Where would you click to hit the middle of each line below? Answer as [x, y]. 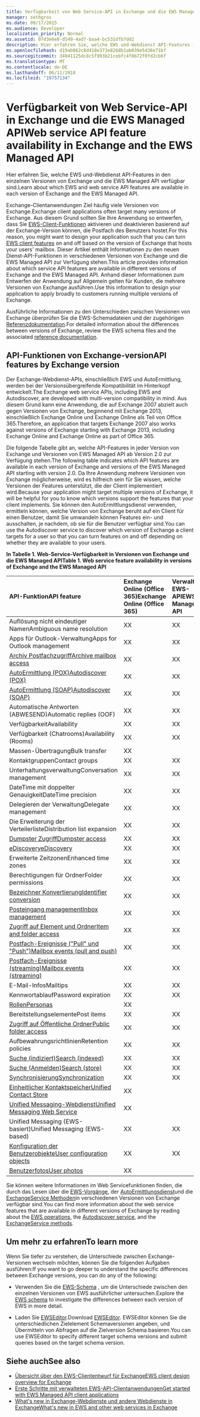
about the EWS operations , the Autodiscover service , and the [81, 1217]
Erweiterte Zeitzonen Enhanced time [59, 858]
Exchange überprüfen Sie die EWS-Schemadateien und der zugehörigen [95, 318]
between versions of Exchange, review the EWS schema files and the [91, 330]
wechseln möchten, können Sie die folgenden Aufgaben [101, 1262]
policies [20, 1048]
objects [20, 1160]
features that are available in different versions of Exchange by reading [93, 1210]
